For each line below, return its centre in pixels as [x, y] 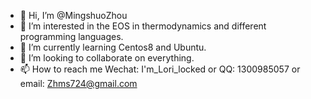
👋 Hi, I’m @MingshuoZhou [73, 15]
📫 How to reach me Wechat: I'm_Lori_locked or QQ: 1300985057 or [160, 69]
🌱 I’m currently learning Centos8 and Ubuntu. [113, 47]
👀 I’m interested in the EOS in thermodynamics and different [143, 26]
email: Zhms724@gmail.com [78, 83]
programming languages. [71, 36]
